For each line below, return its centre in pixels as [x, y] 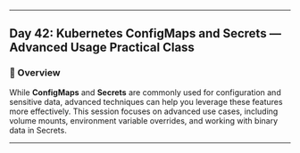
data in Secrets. [38, 130]
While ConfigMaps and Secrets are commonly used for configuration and [145, 92]
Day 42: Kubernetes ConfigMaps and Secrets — [145, 33]
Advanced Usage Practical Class [102, 48]
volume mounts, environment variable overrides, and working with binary [144, 120]
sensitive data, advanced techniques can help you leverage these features [146, 101]
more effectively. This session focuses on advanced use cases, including [144, 111]
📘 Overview [35, 73]
